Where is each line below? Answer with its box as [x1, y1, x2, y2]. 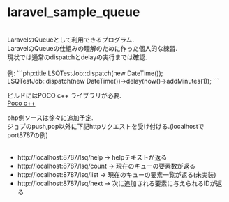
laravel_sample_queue [7, 4, 140, 20]
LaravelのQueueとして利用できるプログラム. [7, 36, 135, 44]
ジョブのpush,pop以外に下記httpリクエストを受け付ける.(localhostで [7, 122, 205, 130]
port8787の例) [7, 130, 49, 139]
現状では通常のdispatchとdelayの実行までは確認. [7, 53, 148, 61]
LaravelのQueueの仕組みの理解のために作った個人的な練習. [7, 44, 178, 52]
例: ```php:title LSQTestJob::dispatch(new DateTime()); [7, 69, 163, 77]
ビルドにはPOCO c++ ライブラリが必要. [7, 91, 122, 100]
